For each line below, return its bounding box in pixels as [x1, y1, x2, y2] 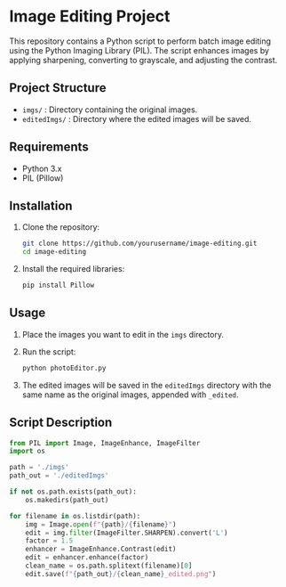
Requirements [9, 140, 89, 155]
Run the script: [21, 346, 76, 357]
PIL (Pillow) [21, 172, 64, 183]
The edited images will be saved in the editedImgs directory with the [21, 379, 272, 390]
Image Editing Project [9, 6, 171, 27]
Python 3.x [21, 163, 62, 174]
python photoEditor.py [21, 363, 107, 372]
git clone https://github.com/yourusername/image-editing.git [21, 239, 258, 249]
